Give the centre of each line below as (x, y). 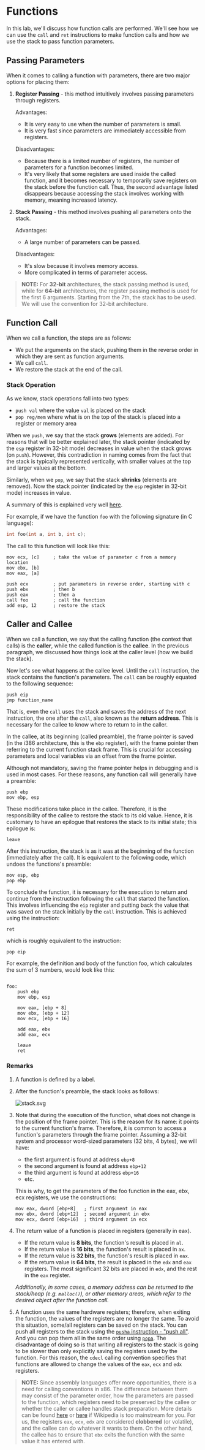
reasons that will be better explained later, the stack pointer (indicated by (98, 441)
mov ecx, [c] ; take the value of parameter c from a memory (91, 557)
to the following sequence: (40, 683)
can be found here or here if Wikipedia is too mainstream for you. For (108, 1415)
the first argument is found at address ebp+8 (80, 1159)
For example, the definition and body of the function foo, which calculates (99, 963)
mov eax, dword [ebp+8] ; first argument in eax (81, 1208)
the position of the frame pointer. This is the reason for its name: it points (107, 1121)
